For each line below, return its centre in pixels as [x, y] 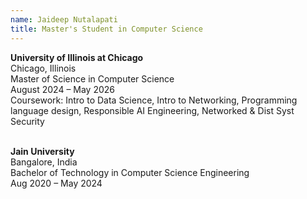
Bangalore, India [44, 162]
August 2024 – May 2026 [63, 89]
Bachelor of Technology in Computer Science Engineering [130, 172]
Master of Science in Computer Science [92, 78]
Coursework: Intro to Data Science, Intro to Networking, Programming [154, 100]
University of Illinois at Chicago [77, 57]
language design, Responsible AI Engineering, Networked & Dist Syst [152, 110]
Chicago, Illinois [43, 68]
